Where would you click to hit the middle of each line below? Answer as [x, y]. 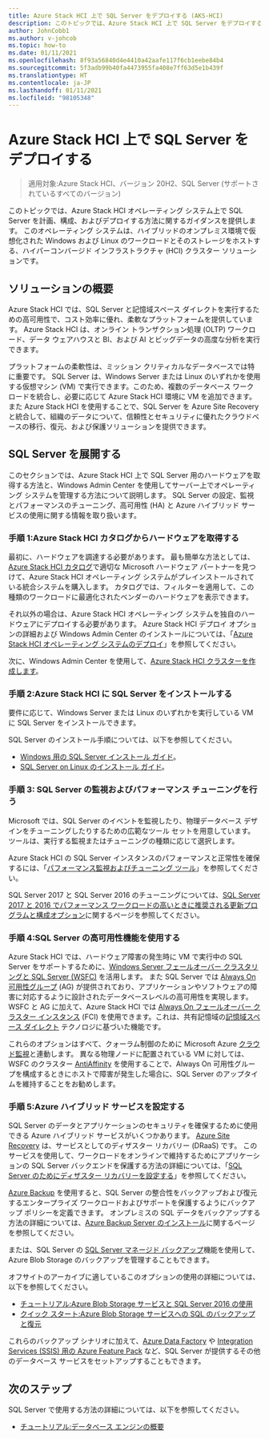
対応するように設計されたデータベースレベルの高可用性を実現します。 [137, 996]
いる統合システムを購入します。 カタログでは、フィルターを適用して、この [131, 587]
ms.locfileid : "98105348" [51, 98]
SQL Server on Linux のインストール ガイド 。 [94, 767]
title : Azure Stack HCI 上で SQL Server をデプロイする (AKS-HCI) [116, 16]
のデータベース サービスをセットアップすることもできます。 [107, 1361]
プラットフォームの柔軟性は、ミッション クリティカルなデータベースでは [128, 366]
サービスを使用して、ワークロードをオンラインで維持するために [113, 1156]
